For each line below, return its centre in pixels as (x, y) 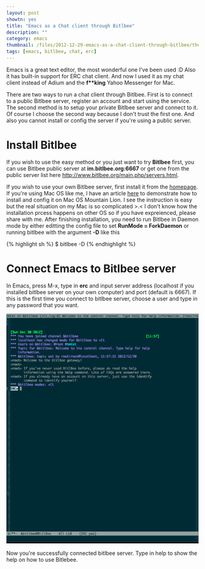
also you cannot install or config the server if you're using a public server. (99, 120)
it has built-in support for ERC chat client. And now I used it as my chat (95, 76)
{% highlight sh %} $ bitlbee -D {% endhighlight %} (71, 244)
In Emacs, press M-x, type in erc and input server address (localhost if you (100, 285)
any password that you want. (43, 305)
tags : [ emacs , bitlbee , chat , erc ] (52, 52)
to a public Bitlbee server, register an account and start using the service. (99, 101)
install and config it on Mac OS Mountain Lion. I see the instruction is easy (99, 200)
